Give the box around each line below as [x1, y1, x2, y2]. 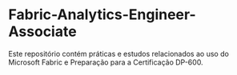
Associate [8, 22, 78, 41]
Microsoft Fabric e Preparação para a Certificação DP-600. [8, 57, 203, 67]
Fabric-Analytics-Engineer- [8, 6, 196, 24]
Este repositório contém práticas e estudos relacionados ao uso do [8, 49, 230, 58]
